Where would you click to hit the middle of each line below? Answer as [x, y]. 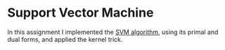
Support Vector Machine [81, 13]
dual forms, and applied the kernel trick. [65, 39]
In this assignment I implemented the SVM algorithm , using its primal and [113, 32]
